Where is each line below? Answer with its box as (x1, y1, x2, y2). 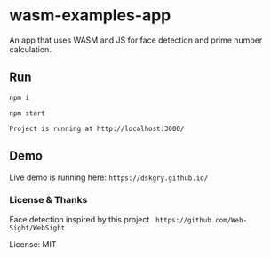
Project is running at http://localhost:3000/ (9, 124, 185, 133)
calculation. (9, 43, 52, 54)
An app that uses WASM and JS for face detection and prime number (9, 35, 263, 45)
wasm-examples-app (9, 5, 171, 26)
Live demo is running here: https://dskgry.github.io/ (9, 172, 209, 183)
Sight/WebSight (9, 223, 66, 232)
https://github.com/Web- (155, 215, 248, 224)
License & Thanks (9, 194, 88, 206)
